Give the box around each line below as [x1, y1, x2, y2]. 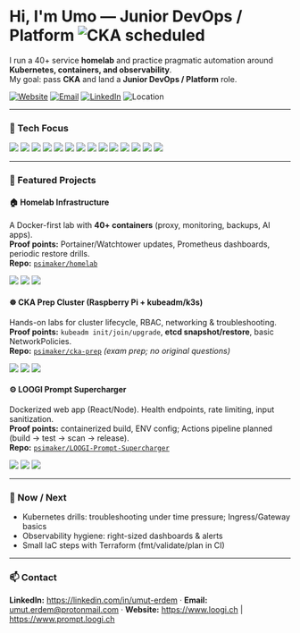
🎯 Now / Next [9, 491, 67, 503]
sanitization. [9, 413, 54, 424]
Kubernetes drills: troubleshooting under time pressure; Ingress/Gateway [21, 511, 291, 522]
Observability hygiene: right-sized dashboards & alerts [21, 530, 223, 542]
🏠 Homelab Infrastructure [9, 197, 110, 207]
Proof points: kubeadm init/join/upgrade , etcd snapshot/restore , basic [9, 326, 274, 337]
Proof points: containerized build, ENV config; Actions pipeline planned [9, 423, 273, 434]
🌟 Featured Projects [9, 174, 96, 187]
